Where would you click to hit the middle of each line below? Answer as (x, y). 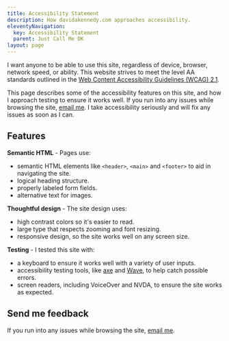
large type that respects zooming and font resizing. (89, 229)
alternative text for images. (55, 195)
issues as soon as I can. (41, 115)
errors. (26, 277)
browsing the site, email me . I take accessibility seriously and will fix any (109, 107)
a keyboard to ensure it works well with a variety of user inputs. (106, 263)
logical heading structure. (53, 180)
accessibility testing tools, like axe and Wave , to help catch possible (112, 270)
